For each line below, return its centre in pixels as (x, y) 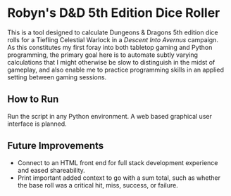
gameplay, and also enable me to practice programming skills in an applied (115, 70)
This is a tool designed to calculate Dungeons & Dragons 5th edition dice (113, 32)
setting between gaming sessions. (57, 77)
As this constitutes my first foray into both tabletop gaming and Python (110, 47)
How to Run (33, 99)
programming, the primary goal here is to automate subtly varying (103, 55)
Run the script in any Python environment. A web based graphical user (110, 116)
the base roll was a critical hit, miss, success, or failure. (98, 185)
